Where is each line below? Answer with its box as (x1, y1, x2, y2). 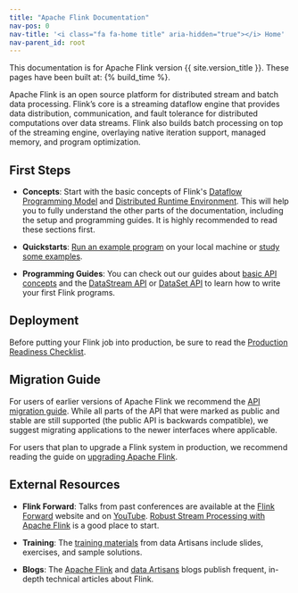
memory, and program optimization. (9, 137, 141, 147)
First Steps (9, 163, 71, 178)
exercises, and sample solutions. (21, 547, 143, 557)
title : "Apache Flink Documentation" (9, 13, 150, 22)
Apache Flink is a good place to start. (21, 520, 160, 530)
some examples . (21, 251, 83, 262)
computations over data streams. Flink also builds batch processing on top (9, 118, 284, 129)
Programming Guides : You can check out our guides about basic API (21, 269, 277, 280)
